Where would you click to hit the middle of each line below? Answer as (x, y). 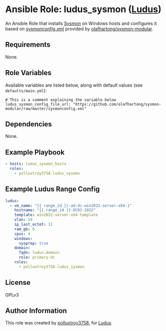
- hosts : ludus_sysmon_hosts (36, 164)
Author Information (36, 310)
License (18, 283)
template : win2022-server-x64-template (56, 215)
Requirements (28, 45)
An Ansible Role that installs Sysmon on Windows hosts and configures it (81, 23)
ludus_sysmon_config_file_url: (38, 104)
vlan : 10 (23, 220)
